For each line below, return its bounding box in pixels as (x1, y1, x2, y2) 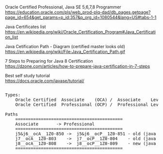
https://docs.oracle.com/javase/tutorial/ (5, 78, 84, 84)
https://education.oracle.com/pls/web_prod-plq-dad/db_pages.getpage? (5, 9, 151, 15)
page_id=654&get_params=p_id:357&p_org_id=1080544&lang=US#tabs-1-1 (5, 15, 157, 20)
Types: (5, 92, 21, 98)
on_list (5, 34, 18, 40)
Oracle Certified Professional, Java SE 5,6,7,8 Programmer (5, 4, 121, 10)
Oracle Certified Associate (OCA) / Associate (15, 97, 141, 103)
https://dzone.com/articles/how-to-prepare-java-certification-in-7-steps (5, 63, 150, 69)
